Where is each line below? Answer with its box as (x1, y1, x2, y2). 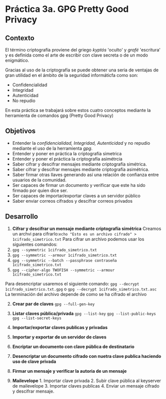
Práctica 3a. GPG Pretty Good (5, 3, 129, 15)
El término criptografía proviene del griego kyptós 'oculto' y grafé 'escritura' (5, 47, 161, 53)
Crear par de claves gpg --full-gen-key (12, 301, 95, 307)
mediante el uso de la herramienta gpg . (12, 145, 93, 151)
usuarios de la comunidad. (12, 177, 67, 183)
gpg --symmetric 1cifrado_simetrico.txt (12, 247, 97, 252)
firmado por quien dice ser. (12, 187, 68, 193)
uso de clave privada (12, 358, 56, 364)
